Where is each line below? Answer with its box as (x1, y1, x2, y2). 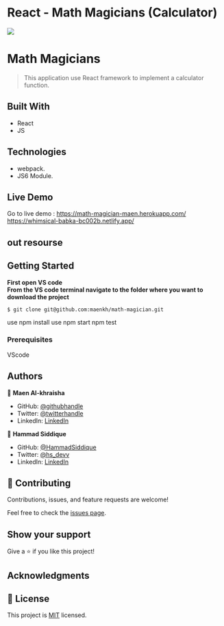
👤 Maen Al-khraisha (7, 388, 65, 397)
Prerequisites (7, 335, 53, 345)
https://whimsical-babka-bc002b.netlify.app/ (7, 217, 135, 225)
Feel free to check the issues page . (7, 509, 106, 517)
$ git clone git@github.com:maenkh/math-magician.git (7, 306, 164, 313)
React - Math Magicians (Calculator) (7, 5, 218, 21)
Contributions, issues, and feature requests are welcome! (7, 495, 169, 504)
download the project (7, 292, 70, 301)
